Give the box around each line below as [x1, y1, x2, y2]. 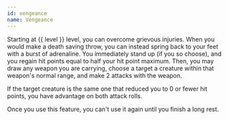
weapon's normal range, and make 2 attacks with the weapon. [7, 71, 182, 79]
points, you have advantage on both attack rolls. [7, 91, 143, 100]
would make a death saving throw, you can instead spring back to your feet [7, 42, 218, 50]
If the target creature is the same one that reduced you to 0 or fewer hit [7, 85, 208, 93]
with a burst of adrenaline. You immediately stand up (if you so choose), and [7, 49, 222, 58]
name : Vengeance [7, 16, 53, 23]
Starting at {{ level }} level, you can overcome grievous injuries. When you [7, 35, 215, 43]
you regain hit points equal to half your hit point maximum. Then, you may [7, 57, 214, 65]
